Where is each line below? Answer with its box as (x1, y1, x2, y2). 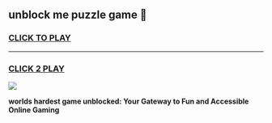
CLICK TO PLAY (8, 32, 71, 44)
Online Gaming (8, 104, 60, 114)
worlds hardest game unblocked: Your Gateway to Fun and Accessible (8, 96, 249, 106)
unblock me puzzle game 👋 (8, 8, 147, 22)
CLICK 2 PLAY (8, 62, 65, 74)
